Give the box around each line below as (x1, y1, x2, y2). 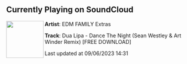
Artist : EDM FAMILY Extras (44, 20, 111, 27)
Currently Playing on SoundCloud (6, 5, 134, 15)
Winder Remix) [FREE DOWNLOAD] (44, 38, 131, 45)
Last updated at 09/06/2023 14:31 (44, 50, 128, 57)
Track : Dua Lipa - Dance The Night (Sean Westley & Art (44, 32, 182, 39)
